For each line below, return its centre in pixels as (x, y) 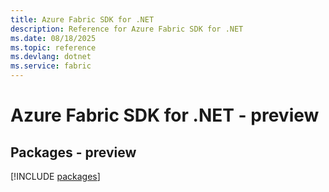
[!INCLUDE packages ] (55, 176)
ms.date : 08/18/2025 (53, 38)
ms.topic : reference (53, 47)
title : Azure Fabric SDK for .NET (82, 19)
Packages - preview (73, 152)
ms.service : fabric (51, 66)
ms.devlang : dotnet (51, 57)
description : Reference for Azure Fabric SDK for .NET (127, 29)
